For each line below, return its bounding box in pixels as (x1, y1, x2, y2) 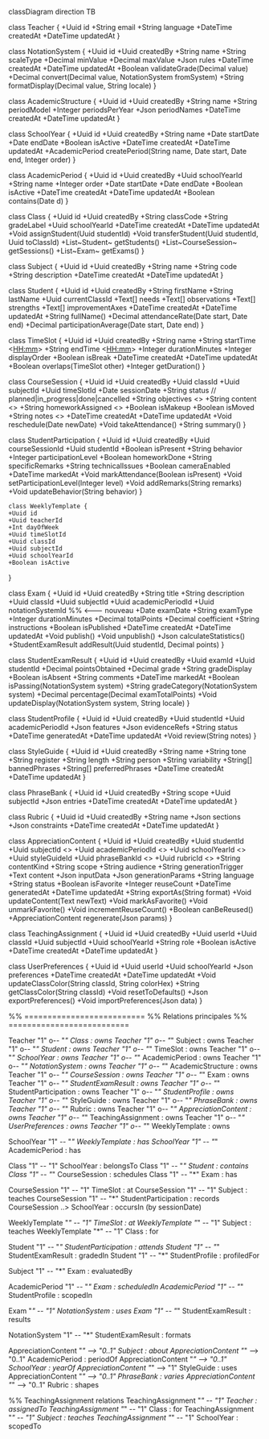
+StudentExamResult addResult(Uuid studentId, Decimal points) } (8, 640, 225, 649)
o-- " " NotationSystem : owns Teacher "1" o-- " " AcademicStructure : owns (8, 1061, 259, 1071)
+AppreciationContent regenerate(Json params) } (8, 914, 173, 923)
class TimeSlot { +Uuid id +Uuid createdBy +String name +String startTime (8, 336, 256, 345)
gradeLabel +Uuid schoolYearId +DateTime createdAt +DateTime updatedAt (8, 221, 260, 230)
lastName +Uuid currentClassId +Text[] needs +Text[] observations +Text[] (8, 294, 256, 304)
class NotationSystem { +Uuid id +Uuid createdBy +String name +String (8, 47, 247, 56)
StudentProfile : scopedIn (8, 1291, 92, 1300)
